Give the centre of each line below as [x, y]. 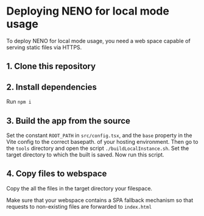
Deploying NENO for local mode [88, 11]
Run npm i [19, 102]
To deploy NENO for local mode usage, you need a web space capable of [98, 41]
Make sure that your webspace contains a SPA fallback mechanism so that [100, 200]
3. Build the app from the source [69, 120]
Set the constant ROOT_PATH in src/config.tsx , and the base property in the [99, 135]
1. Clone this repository [51, 66]
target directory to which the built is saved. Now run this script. [85, 154]
